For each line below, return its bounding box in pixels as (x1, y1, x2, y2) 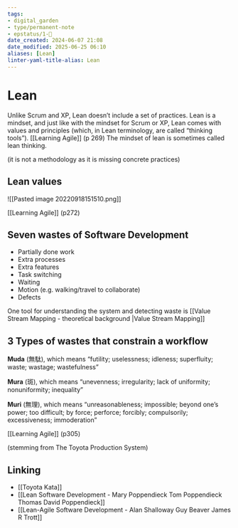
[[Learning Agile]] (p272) (7, 208, 80, 217)
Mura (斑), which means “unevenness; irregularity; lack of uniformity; (7, 378, 211, 386)
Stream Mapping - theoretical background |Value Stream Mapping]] (7, 315, 205, 323)
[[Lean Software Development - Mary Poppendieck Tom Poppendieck (17, 490, 222, 499)
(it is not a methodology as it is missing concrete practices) (7, 154, 180, 164)
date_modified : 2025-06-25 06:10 (7, 43, 107, 51)
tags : (7, 10, 23, 18)
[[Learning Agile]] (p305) (7, 430, 80, 438)
